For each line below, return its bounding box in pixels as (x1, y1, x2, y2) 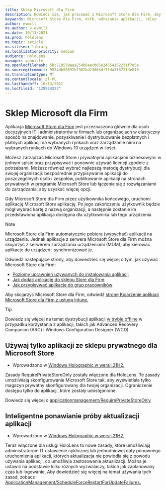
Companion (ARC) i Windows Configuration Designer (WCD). (5, 327, 130, 333)
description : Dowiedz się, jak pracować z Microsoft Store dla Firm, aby (5, 12, 162, 17)
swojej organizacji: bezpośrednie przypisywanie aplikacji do (5, 170, 128, 177)
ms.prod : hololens (5, 35, 43, 40)
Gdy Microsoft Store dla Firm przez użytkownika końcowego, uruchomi (5, 196, 151, 202)
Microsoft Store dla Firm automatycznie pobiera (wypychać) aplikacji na (5, 231, 153, 237)
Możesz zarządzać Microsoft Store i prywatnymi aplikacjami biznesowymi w (5, 155, 162, 161)
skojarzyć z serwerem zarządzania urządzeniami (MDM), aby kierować (5, 242, 151, 248)
